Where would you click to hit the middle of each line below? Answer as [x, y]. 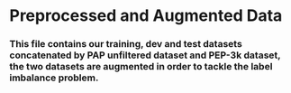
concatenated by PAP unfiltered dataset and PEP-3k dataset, [145, 55]
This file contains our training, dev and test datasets [126, 44]
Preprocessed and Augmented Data [146, 16]
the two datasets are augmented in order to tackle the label [141, 67]
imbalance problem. [54, 78]
